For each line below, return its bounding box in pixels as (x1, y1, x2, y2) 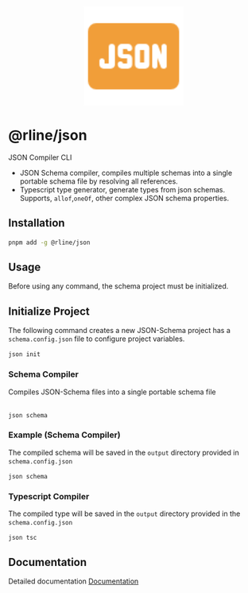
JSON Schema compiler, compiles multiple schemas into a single (19, 168, 233, 177)
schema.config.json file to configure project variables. (8, 334, 185, 343)
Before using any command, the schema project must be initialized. (8, 281, 229, 291)
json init (8, 351, 41, 359)
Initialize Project (8, 304, 90, 318)
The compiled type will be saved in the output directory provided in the (8, 509, 241, 518)
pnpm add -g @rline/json (8, 238, 91, 246)
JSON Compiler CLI (8, 153, 72, 162)
